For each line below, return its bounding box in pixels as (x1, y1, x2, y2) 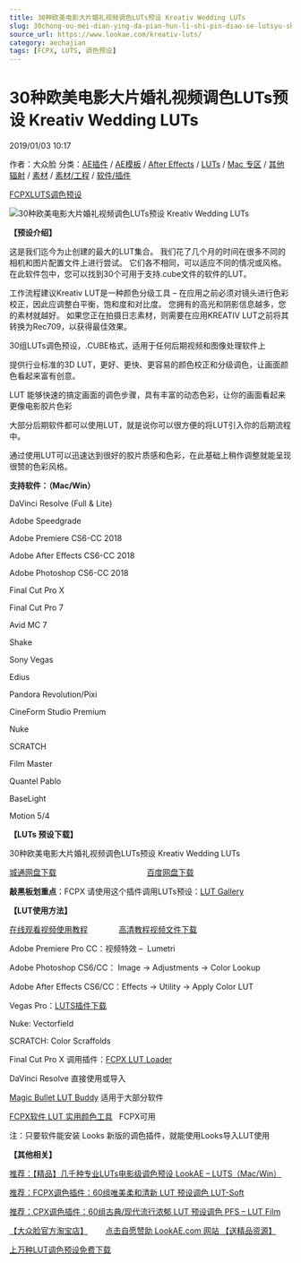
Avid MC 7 (9, 620, 47, 631)
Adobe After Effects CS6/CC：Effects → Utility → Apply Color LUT (9, 982, 254, 992)
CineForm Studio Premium (9, 707, 107, 717)
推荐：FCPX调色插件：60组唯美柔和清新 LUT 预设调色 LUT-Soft (9, 1188, 245, 1199)
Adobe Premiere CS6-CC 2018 (9, 533, 123, 544)
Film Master (9, 759, 54, 769)
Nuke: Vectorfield (9, 1018, 74, 1029)
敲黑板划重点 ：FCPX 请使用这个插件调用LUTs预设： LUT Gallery (9, 886, 245, 897)
